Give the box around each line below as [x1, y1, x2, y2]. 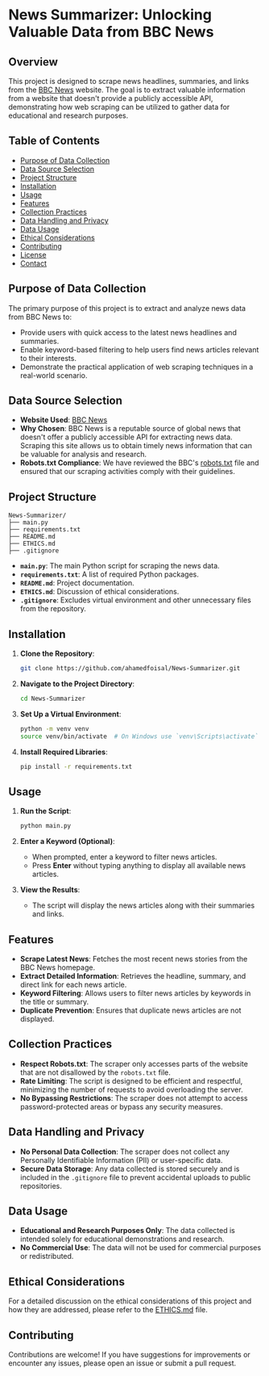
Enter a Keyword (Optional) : [19, 837, 115, 846]
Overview [8, 55, 59, 69]
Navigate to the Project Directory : [19, 678, 135, 688]
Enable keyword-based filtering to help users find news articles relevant [19, 345, 259, 354]
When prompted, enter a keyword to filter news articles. [31, 852, 217, 862]
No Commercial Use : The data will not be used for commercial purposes [19, 1243, 262, 1252]
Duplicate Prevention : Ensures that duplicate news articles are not [19, 1005, 242, 1015]
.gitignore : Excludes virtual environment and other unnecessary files [19, 595, 251, 605]
